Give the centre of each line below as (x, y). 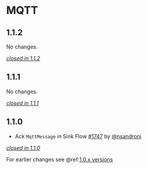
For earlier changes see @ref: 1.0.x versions (60, 159)
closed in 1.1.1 (22, 103)
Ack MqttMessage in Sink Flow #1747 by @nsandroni (78, 136)
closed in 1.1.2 (23, 58)
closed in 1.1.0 (23, 148)
